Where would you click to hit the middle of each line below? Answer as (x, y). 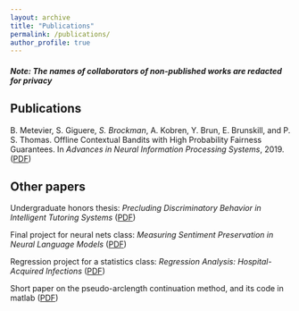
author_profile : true (50, 42)
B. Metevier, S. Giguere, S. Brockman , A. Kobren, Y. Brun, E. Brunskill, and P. (150, 130)
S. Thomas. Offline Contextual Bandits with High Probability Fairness (136, 139)
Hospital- (254, 262)
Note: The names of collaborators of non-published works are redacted (146, 71)
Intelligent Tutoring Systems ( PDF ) (73, 218)
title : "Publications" (52, 26)
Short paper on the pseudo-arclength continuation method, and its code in (147, 289)
